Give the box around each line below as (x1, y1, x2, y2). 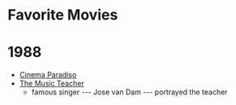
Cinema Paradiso (19, 70, 77, 80)
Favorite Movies (7, 6, 118, 24)
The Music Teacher (19, 79, 84, 89)
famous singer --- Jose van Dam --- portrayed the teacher (31, 87, 228, 97)
